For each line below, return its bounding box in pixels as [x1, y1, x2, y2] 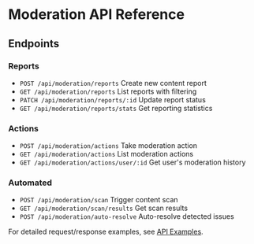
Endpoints [8, 37, 60, 50]
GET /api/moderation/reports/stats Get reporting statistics [19, 103, 213, 113]
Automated [8, 177, 53, 188]
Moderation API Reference [8, 6, 185, 24]
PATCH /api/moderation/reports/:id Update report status [19, 94, 207, 104]
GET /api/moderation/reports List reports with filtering [19, 87, 197, 96]
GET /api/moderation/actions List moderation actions [19, 150, 194, 159]
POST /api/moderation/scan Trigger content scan [19, 195, 179, 205]
